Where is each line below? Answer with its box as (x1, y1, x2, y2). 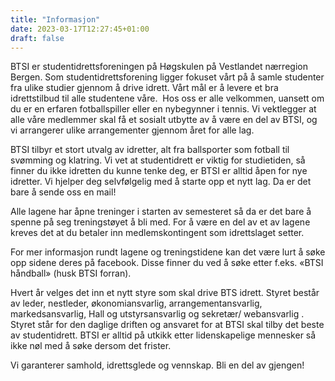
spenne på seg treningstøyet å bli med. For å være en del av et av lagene (10, 216, 311, 228)
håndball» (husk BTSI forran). (10, 267, 132, 280)
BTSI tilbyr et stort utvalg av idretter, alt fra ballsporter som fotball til (10, 144, 290, 156)
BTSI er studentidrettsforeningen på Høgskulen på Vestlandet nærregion (10, 61, 308, 73)
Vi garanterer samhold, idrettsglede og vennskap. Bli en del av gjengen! (10, 359, 305, 371)
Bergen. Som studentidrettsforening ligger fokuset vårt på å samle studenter (10, 71, 325, 83)
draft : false (10, 33, 65, 43)
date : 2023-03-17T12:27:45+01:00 (10, 24, 150, 34)
